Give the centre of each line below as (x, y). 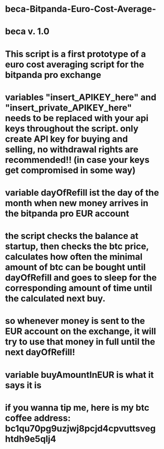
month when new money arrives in (77, 203)
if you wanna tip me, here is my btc (77, 408)
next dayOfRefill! (40, 352)
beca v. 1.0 (27, 32)
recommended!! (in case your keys (77, 160)
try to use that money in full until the (80, 342)
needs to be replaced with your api (77, 118)
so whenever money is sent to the (75, 321)
